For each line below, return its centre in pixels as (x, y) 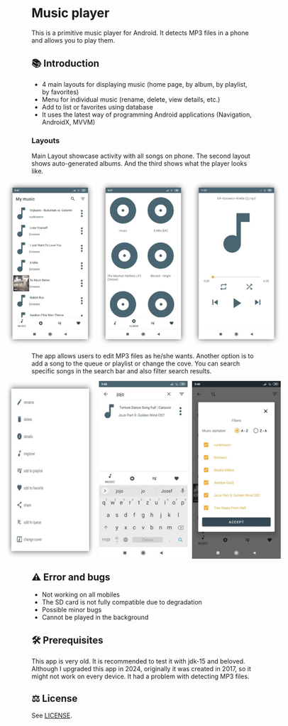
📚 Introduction (66, 64)
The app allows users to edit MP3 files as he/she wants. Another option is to (143, 356)
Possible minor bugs (72, 609)
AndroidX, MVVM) (68, 122)
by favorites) (60, 92)
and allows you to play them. (73, 40)
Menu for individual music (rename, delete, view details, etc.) (131, 99)
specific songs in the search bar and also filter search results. (122, 371)
